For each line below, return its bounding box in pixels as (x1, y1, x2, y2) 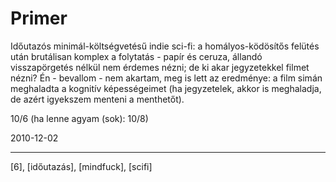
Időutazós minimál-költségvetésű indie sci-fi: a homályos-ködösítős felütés (10, 40, 320, 52)
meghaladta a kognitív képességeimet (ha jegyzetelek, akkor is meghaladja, (10, 82, 322, 94)
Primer (10, 7, 68, 30)
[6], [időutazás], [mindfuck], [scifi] (10, 160, 153, 172)
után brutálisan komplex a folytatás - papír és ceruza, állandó (10, 50, 263, 62)
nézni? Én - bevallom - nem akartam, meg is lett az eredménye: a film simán (10, 72, 323, 84)
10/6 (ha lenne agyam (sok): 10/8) (10, 112, 149, 124)
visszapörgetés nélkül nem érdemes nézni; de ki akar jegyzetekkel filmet (10, 61, 310, 73)
